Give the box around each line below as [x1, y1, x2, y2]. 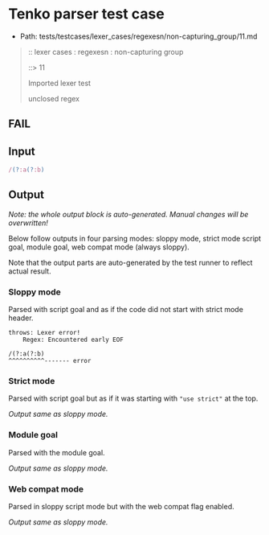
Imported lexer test [27, 78, 91, 88]
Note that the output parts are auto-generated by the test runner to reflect [8, 257, 253, 267]
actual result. [8, 266, 51, 276]
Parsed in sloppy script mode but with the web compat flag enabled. [8, 502, 234, 512]
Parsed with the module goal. [8, 447, 106, 457]
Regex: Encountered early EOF [22, 335, 124, 344]
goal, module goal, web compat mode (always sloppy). [8, 242, 190, 252]
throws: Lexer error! [8, 329, 81, 337]
